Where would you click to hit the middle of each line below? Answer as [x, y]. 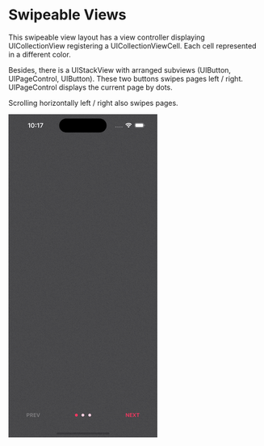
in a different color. [40, 54]
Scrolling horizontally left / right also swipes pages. [94, 103]
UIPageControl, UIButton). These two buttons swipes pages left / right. [126, 78]
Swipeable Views [67, 15]
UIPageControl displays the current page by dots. [91, 87]
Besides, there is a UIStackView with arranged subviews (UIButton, [120, 69]
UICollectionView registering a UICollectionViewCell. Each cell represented [132, 45]
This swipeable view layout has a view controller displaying [107, 37]
